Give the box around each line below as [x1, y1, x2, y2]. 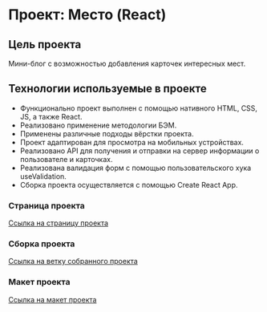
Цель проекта [8, 38, 82, 51]
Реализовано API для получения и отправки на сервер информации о [19, 146, 260, 156]
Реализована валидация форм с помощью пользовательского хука [19, 163, 252, 172]
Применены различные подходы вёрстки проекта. [19, 128, 194, 138]
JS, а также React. [19, 111, 83, 121]
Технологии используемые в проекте [8, 82, 207, 95]
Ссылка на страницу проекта [8, 218, 109, 228]
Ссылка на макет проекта [8, 294, 97, 304]
